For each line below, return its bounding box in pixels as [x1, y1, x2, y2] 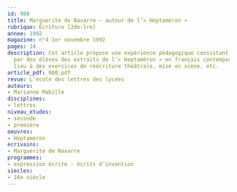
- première [7, 121, 39, 129]
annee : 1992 [7, 30, 42, 37]
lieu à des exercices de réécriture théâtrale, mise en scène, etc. [13, 63, 219, 70]
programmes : [7, 154, 42, 162]
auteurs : [7, 82, 33, 89]
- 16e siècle [7, 174, 46, 181]
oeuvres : [7, 128, 33, 135]
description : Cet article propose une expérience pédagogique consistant [7, 50, 229, 57]
